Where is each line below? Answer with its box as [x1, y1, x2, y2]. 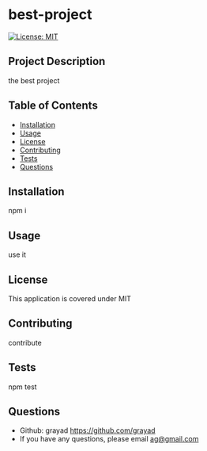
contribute [8, 338, 42, 347]
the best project [8, 75, 60, 85]
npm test [8, 382, 37, 392]
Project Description [8, 55, 106, 68]
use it [8, 250, 26, 259]
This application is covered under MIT [8, 294, 132, 303]
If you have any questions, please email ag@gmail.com [19, 434, 199, 444]
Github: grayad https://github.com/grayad [19, 426, 156, 435]
